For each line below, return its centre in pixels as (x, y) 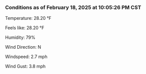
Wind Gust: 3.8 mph (25, 67)
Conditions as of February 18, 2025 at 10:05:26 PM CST (73, 7)
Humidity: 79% (20, 37)
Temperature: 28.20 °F (28, 18)
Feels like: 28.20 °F (25, 28)
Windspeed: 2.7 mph (26, 57)
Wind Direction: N (23, 47)
